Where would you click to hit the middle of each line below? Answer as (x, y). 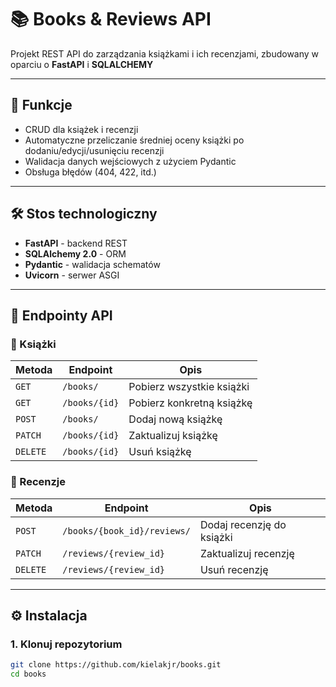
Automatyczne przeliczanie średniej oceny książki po (134, 140)
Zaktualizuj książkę (173, 436)
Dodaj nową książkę (175, 419)
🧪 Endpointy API (61, 315)
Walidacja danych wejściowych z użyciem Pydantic (130, 161)
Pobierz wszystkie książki (189, 387)
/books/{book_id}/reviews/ (126, 530)
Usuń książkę (160, 452)
